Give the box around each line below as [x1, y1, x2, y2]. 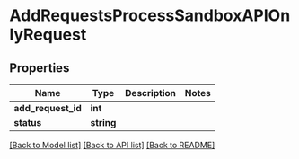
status [13, 117, 42, 128]
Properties [9, 60, 70, 75]
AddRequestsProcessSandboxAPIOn [9, 5, 291, 26]
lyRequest [9, 24, 87, 45]
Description [125, 87, 177, 99]
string [90, 117, 117, 128]
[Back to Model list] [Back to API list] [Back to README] [9, 140, 215, 150]
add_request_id [13, 102, 83, 114]
